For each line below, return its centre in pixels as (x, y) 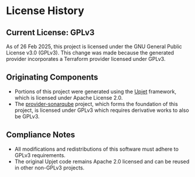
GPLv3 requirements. (40, 155)
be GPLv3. (27, 116)
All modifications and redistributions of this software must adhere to (96, 149)
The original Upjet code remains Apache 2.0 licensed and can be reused (102, 161)
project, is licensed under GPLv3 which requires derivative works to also (102, 110)
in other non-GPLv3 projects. (49, 168)
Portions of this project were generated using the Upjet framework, (95, 91)
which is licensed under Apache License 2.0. (69, 97)
